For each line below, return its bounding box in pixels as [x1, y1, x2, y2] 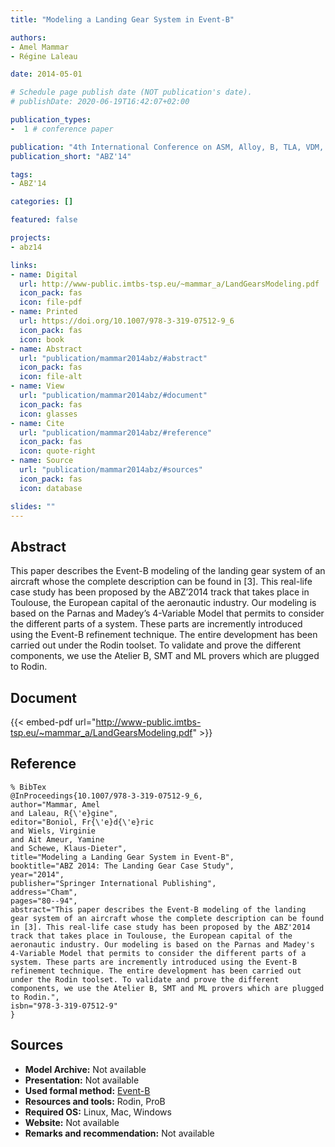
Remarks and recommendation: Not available [24, 1127, 215, 1139]
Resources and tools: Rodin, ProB [24, 1095, 166, 1107]
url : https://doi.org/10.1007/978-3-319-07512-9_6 [19, 316, 235, 326]
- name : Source [10, 456, 74, 466]
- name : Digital [10, 269, 78, 280]
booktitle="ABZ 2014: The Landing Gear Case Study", [10, 861, 235, 871]
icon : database [19, 483, 83, 493]
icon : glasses [19, 409, 78, 419]
